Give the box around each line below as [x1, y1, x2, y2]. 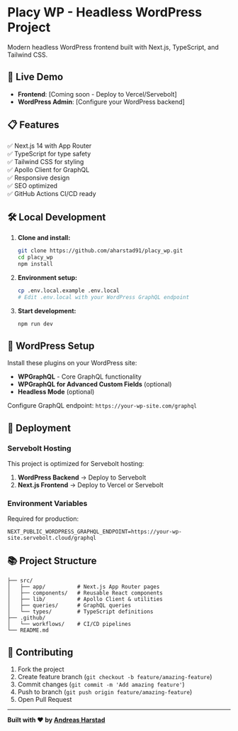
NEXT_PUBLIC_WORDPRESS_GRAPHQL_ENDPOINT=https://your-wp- [7, 529, 182, 536]
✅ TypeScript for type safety [7, 149, 91, 158]
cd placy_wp [17, 254, 53, 261]
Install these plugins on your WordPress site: [7, 359, 137, 367]
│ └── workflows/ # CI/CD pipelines [7, 621, 132, 628]
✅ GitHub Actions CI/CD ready [7, 189, 97, 197]
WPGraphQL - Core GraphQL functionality [17, 372, 142, 381]
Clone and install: [17, 234, 71, 242]
